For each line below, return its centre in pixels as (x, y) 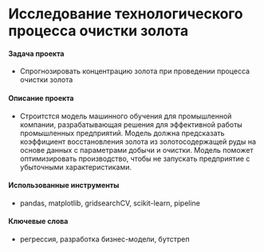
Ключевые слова (38, 222)
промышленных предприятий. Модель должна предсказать (122, 133)
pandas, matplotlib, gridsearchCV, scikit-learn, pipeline (110, 203)
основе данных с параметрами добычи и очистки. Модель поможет (136, 150)
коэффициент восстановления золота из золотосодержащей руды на (138, 142)
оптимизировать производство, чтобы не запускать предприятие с (135, 158)
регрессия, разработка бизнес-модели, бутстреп (104, 239)
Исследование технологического (126, 14)
